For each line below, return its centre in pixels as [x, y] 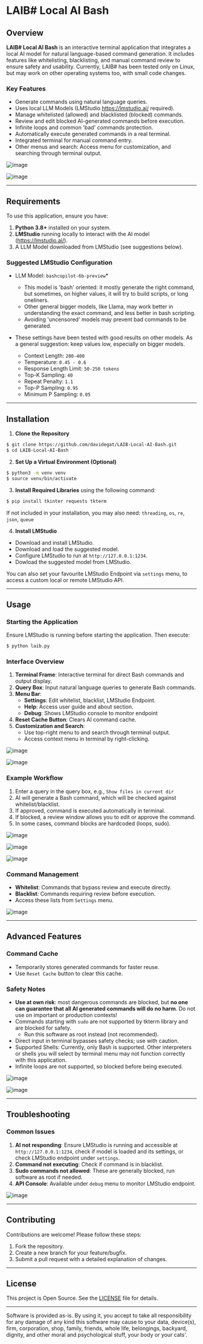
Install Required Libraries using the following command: [85, 490]
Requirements [33, 201]
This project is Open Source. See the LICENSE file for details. [82, 1298]
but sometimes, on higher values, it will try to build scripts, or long [106, 294]
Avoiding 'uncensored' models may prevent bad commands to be [105, 320]
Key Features [26, 88]
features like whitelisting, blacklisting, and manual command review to [93, 60]
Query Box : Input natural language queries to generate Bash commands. [105, 687]
